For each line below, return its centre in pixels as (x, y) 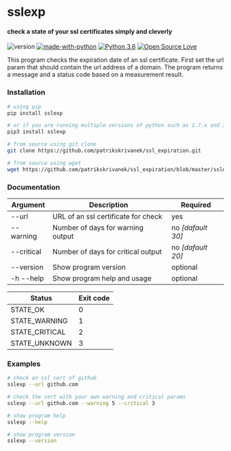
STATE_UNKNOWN (41, 343)
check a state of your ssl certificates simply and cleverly (90, 31)
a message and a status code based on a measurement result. (95, 75)
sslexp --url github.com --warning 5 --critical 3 (81, 403)
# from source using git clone (52, 144)
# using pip (24, 107)
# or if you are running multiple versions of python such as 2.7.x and (113, 125)
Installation (26, 92)
